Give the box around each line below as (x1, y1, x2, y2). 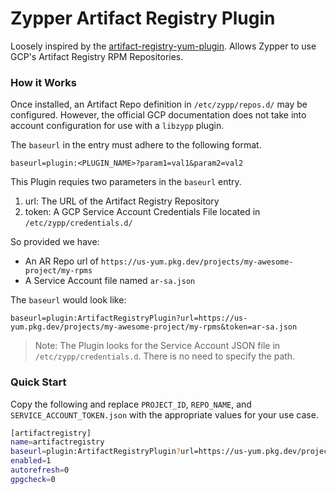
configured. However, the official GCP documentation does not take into (10, 109, 307, 121)
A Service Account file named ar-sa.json (24, 275, 196, 287)
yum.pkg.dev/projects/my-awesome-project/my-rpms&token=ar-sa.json (10, 322, 298, 332)
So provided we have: (10, 236, 100, 248)
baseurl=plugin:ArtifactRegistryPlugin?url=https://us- (10, 313, 248, 324)
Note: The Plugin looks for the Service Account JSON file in (34, 340, 281, 352)
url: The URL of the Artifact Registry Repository (24, 195, 220, 207)
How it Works (10, 75, 77, 89)
